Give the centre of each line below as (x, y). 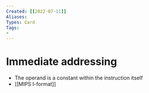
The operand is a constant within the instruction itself (79, 78)
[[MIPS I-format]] (35, 84)
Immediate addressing (62, 62)
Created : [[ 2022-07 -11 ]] (36, 11)
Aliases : (17, 17)
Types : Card (20, 22)
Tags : (13, 28)
